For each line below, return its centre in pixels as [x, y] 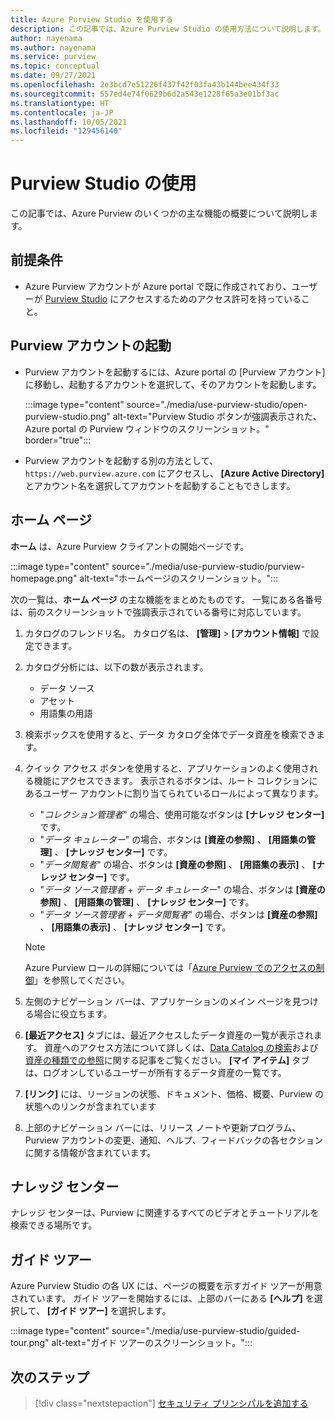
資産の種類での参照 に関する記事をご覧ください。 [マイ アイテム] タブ [167, 1060]
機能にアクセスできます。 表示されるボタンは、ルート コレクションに [175, 780]
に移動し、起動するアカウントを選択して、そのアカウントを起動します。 [173, 384]
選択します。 [145, 1311]
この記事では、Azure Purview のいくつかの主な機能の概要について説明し [160, 213]
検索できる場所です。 [54, 1225]
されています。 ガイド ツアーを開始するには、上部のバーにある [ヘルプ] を [162, 1298]
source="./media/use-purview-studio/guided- [206, 1331]
